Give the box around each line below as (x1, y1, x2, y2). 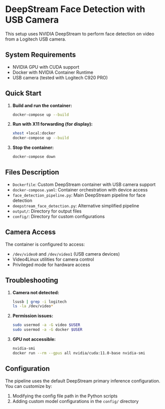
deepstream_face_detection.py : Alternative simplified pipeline (12, 202, 139, 209)
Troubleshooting (5, 276, 59, 285)
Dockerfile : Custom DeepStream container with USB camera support (12, 181, 156, 187)
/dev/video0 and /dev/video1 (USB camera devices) (12, 251, 120, 257)
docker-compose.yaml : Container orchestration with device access (12, 186, 148, 192)
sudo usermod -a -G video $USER (12, 322, 80, 328)
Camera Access (5, 228, 56, 237)
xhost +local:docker (12, 131, 56, 136)
